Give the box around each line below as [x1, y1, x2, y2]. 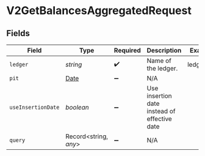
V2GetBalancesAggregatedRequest [6, 4, 192, 18]
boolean [65, 103, 90, 111]
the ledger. [146, 64, 178, 72]
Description [146, 46, 182, 54]
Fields [6, 28, 31, 39]
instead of [146, 107, 176, 115]
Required [113, 46, 142, 54]
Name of [146, 56, 172, 65]
